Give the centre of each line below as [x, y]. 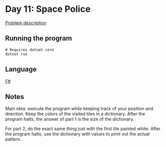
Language [21, 70]
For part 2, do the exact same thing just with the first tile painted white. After [83, 129]
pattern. [13, 139]
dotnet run [16, 54]
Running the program [39, 38]
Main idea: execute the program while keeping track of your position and [79, 109]
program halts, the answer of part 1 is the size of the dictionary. [70, 119]
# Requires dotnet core [30, 50]
